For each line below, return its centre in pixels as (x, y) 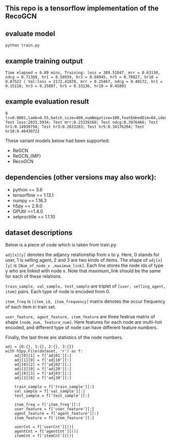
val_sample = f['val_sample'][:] (50, 392)
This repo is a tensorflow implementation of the (82, 8)
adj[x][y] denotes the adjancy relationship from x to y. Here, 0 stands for (82, 255)
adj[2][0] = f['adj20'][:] (43, 369)
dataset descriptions (39, 233)
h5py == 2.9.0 (27, 206)
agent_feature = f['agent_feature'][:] (57, 414)
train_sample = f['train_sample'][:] (54, 387)
